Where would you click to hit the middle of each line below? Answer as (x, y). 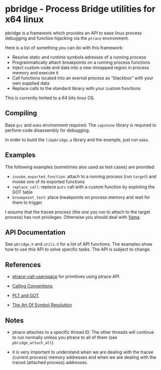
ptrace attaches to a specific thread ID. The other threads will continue (83, 332)
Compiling (21, 113)
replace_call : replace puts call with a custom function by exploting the (83, 186)
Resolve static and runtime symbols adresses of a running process (79, 57)
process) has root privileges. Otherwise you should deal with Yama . (73, 217)
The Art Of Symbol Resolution (42, 305)
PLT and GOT (25, 296)
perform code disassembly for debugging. (48, 130)
